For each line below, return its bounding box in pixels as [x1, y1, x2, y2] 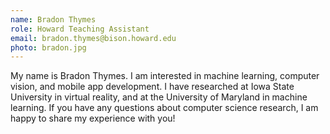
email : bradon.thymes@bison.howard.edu [10, 33, 177, 43]
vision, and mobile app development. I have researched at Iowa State [10, 81, 295, 93]
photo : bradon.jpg [10, 42, 87, 53]
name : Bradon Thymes [10, 14, 97, 25]
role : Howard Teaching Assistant [10, 24, 150, 34]
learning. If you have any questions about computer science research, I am [10, 102, 319, 114]
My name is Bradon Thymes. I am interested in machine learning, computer [10, 70, 320, 82]
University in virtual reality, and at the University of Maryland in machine [10, 91, 308, 103]
